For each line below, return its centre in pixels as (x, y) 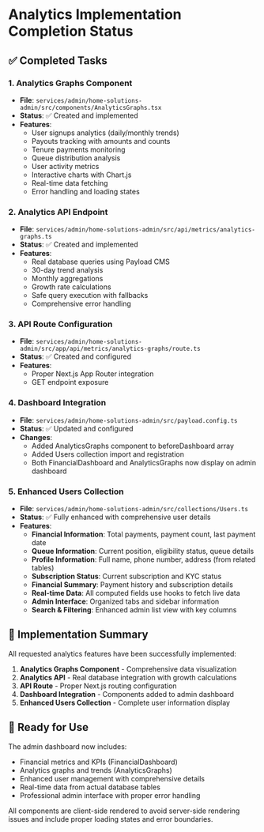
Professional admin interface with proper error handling (110, 795)
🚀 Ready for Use (49, 727)
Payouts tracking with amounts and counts (101, 141)
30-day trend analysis (67, 270)
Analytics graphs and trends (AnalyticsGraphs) (96, 770)
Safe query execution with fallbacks (90, 296)
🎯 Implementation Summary (78, 635)
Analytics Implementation (95, 15)
